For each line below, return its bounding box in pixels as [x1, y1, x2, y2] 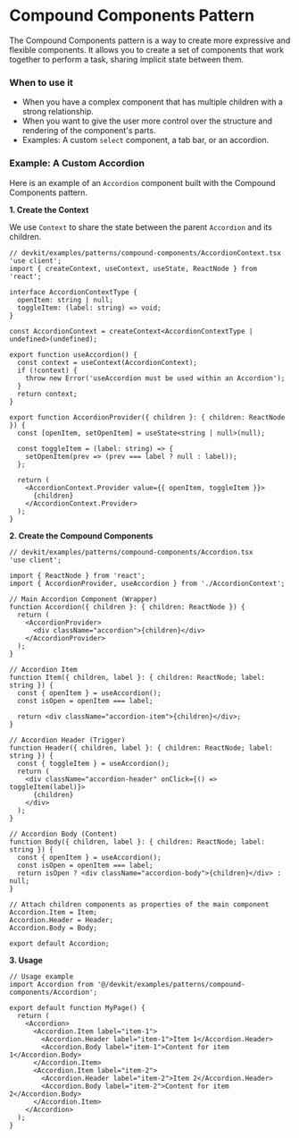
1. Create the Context [9, 204, 89, 215]
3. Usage [9, 955, 43, 965]
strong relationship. [21, 106, 94, 117]
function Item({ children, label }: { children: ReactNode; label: [9, 673, 266, 682]
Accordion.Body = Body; [9, 923, 98, 932]
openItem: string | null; [17, 295, 114, 304]
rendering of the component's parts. [21, 125, 156, 136]
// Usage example [9, 972, 74, 981]
